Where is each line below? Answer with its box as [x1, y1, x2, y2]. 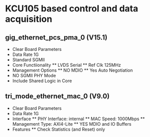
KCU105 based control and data [5, 3, 139, 14]
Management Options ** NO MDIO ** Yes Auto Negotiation [12, 67, 133, 73]
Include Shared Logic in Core [12, 78, 72, 84]
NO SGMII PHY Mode [12, 73, 56, 78]
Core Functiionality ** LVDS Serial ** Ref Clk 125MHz [12, 62, 121, 68]
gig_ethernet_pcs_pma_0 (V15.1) [5, 33, 108, 42]
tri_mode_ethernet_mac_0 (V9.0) [5, 92, 110, 100]
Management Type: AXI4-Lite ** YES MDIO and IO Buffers [12, 121, 132, 127]
